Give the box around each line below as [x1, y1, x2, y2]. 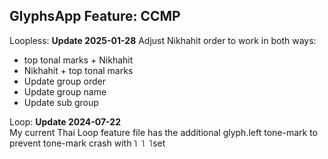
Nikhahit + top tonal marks [23, 64, 134, 76]
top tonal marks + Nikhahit [23, 54, 134, 66]
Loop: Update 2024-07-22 [9, 115, 121, 128]
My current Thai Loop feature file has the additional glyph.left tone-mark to [9, 126, 318, 138]
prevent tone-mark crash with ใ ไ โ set [9, 137, 166, 149]
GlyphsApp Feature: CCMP [9, 8, 181, 25]
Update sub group [23, 96, 99, 108]
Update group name [23, 85, 107, 98]
